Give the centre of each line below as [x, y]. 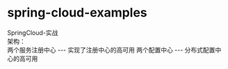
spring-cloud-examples [77, 13]
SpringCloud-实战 [33, 32]
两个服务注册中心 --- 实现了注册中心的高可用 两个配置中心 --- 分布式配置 [111, 50]
